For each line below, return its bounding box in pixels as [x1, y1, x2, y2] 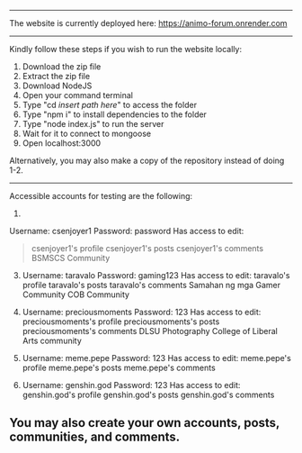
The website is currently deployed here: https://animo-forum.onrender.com [9, 18, 288, 28]
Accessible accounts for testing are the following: [9, 191, 193, 201]
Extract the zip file [22, 71, 91, 81]
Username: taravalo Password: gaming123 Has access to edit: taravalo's [22, 270, 290, 280]
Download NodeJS [22, 80, 93, 91]
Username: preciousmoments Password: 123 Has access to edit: [22, 307, 262, 317]
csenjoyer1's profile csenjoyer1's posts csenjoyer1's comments [31, 243, 263, 253]
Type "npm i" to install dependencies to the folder [22, 109, 207, 120]
